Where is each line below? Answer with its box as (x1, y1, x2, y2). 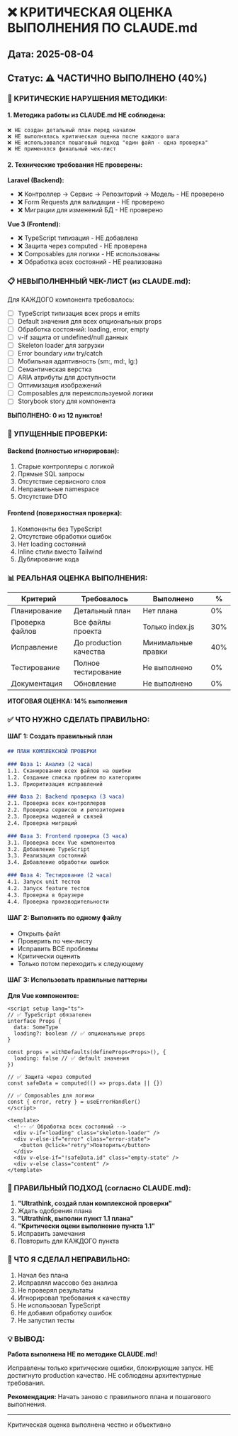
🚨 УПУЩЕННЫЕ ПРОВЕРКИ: (7, 429, 108, 439)
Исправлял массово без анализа (17, 1278, 118, 1287)
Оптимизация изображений (17, 381, 102, 390)
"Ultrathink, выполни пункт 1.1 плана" (17, 1215, 134, 1223)
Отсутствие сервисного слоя (17, 477, 106, 486)
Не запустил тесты (17, 1316, 75, 1325)
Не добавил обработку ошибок (17, 1308, 113, 1317)
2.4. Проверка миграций (7, 819, 78, 827)
